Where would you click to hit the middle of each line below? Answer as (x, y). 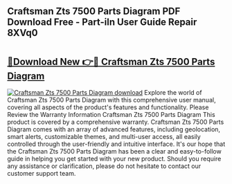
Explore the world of (173, 92)
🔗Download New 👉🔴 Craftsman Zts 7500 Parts (111, 62)
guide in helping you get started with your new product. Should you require (114, 159)
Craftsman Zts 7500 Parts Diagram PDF (94, 11)
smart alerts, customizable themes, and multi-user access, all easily (104, 137)
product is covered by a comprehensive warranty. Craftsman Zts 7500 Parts (116, 122)
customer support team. (42, 173)
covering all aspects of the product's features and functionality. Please (108, 107)
